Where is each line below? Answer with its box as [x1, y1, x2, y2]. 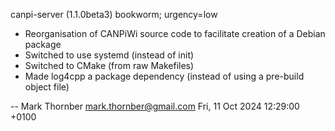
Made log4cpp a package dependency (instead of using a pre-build [24, 70, 305, 82]
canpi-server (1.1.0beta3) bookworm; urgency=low [10, 9, 218, 20]
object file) [24, 81, 70, 93]
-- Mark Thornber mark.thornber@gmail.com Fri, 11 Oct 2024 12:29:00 [10, 100, 300, 112]
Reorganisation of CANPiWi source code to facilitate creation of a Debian [24, 28, 326, 39]
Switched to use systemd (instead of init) [24, 49, 195, 61]
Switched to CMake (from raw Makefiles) [24, 60, 195, 71]
